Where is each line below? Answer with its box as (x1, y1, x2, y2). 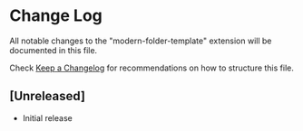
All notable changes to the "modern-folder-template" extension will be (9, 35, 272, 46)
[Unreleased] (9, 89, 86, 104)
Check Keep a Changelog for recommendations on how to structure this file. (9, 62, 295, 73)
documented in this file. (9, 44, 98, 55)
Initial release (22, 112, 73, 123)
